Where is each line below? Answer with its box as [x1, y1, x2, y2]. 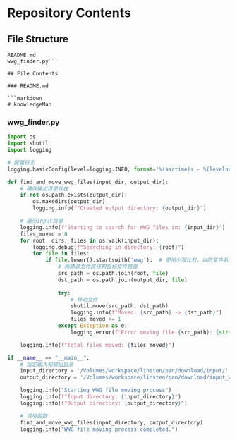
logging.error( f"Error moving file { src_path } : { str [70, 329, 229, 336]
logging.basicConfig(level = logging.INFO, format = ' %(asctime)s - [7, 166, 200, 173]
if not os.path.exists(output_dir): [20, 192, 128, 199]
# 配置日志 [7, 159, 35, 166]
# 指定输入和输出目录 [20, 361, 74, 368]
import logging [7, 147, 52, 154]
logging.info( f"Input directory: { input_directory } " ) [20, 393, 181, 401]
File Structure [7, 33, 68, 45]
